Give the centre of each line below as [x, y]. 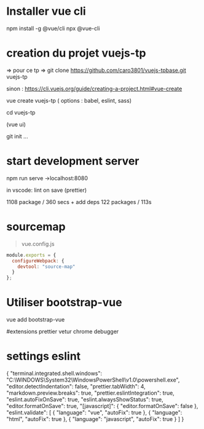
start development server [73, 161]
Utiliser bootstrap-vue [64, 303]
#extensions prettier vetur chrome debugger [63, 332]
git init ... [18, 136]
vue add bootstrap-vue [36, 320]
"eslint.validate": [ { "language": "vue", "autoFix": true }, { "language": [94, 412]
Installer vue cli [46, 11]
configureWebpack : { [38, 261]
